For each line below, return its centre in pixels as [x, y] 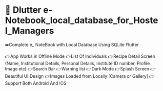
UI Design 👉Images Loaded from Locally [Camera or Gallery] [86, 76]
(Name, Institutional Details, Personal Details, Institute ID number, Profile [78, 63]
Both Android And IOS [44, 83]
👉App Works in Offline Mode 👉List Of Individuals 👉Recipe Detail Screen [80, 56]
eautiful [14, 76]
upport [13, 83]
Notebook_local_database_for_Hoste [82, 20]
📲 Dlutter [23, 10]
